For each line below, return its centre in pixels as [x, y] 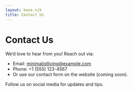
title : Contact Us [25, 15]
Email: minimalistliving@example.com [52, 64]
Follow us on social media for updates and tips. [55, 84]
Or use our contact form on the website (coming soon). [70, 75]
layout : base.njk [24, 10]
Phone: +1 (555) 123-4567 [40, 69]
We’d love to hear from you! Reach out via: [49, 54]
